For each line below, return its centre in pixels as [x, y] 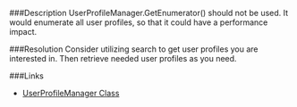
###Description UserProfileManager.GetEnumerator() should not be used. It [149, 13]
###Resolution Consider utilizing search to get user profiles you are [134, 49]
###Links [27, 76]
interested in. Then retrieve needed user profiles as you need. [123, 58]
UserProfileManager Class [71, 93]
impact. [23, 32]
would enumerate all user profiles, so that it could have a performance [139, 22]
